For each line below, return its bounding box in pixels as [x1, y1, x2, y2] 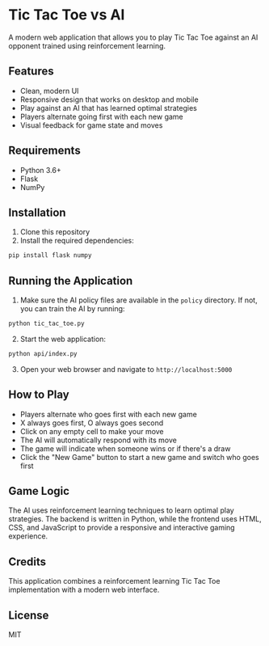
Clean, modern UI [19, 86, 79, 95]
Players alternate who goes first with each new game [19, 409, 198, 419]
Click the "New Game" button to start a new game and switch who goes [19, 452, 260, 462]
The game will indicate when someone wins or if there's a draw [19, 443, 231, 454]
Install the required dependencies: [19, 236, 135, 246]
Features [8, 65, 54, 78]
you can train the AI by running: [19, 304, 125, 314]
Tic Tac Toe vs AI [8, 6, 125, 24]
